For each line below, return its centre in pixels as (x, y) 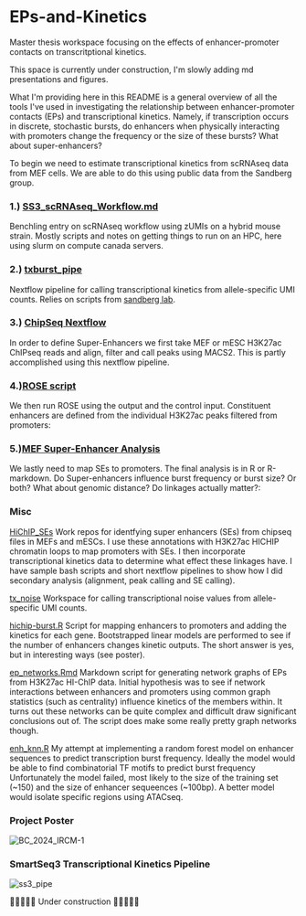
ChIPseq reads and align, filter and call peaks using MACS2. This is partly (148, 352)
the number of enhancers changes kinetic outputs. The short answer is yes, (152, 644)
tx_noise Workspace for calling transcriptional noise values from (130, 598)
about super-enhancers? (56, 145)
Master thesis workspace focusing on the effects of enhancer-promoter (144, 42)
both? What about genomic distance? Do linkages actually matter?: (135, 488)
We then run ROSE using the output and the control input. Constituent (140, 406)
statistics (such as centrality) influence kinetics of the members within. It (146, 701)
